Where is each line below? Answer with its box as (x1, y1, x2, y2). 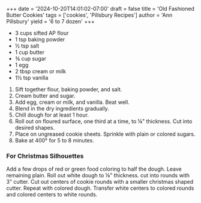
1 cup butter (14, 49, 45, 56)
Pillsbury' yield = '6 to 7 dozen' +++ (6, 18, 95, 25)
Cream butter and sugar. (14, 92, 76, 99)
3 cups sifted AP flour (14, 29, 69, 37)
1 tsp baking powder (14, 36, 65, 43)
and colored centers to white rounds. (6, 191, 98, 198)
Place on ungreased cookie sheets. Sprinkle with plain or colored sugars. (14, 130, 196, 138)
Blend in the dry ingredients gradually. (14, 105, 109, 112)
